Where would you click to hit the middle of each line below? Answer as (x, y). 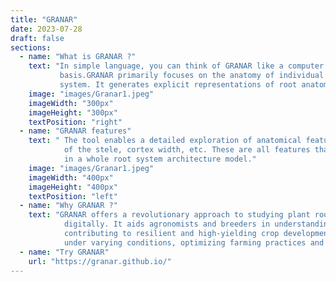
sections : (31, 47)
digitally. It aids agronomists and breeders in (167, 224)
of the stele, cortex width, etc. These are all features (187, 150)
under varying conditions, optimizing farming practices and (194, 242)
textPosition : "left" (73, 196)
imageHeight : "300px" (73, 112)
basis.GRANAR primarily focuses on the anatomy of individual (192, 76)
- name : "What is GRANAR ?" (78, 57)
